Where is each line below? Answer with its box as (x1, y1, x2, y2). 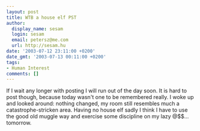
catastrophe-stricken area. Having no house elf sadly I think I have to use (6, 106, 188, 113)
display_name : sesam (11, 25, 63, 32)
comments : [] (6, 71, 39, 77)
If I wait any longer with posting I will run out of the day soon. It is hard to (6, 87, 187, 94)
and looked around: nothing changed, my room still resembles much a (6, 100, 180, 107)
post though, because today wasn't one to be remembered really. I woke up (6, 94, 194, 101)
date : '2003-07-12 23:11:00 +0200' (6, 48, 96, 54)
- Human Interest (6, 65, 50, 71)
